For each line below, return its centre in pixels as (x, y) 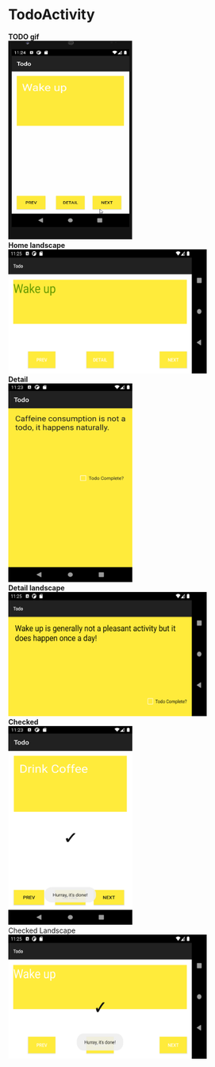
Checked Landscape (42, 930)
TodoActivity (52, 15)
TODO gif (24, 37)
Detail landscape (36, 588)
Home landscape (37, 245)
